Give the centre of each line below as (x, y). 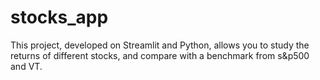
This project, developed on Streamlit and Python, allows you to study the (160, 45)
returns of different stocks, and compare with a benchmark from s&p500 (160, 55)
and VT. (26, 66)
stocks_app (59, 17)
